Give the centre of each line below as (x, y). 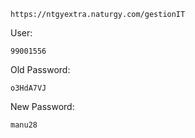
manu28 (24, 125)
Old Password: (40, 69)
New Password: (42, 106)
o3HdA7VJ (28, 88)
